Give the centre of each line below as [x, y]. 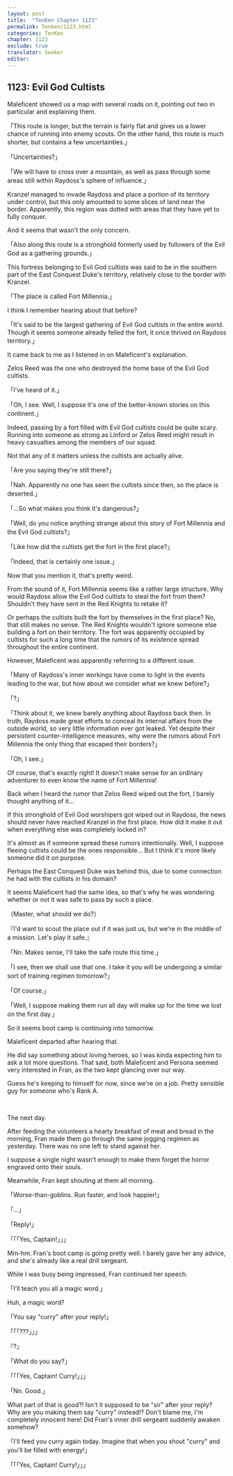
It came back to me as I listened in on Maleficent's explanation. [97, 354]
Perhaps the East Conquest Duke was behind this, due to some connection [114, 871]
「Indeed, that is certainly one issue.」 [63, 561]
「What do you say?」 [39, 1361]
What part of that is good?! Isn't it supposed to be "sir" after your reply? [110, 1404]
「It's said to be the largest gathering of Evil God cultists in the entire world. [115, 324]
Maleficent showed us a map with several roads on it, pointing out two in [111, 104]
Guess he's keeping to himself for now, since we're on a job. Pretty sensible [116, 1083]
